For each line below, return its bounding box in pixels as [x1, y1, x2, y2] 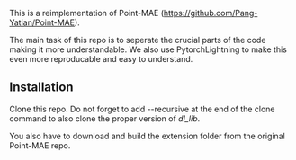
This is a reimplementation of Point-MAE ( [9, 8, 165, 18]
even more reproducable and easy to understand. [9, 54, 193, 64]
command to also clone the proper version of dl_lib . [9, 112, 201, 124]
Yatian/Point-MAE [9, 17, 75, 28]
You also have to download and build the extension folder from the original [9, 130, 285, 141]
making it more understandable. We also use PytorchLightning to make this [9, 44, 288, 55]
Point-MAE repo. [9, 139, 71, 151]
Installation [9, 80, 74, 95]
